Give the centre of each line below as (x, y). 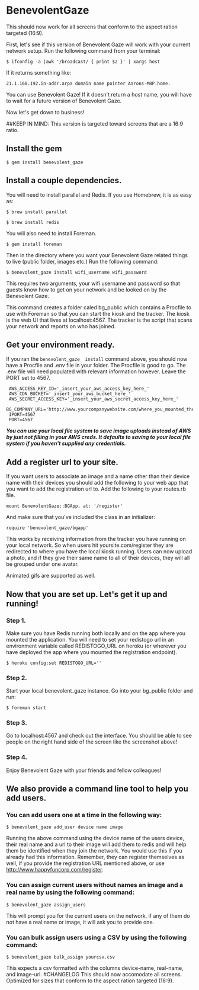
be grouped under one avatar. (42, 564)
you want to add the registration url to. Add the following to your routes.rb (96, 489)
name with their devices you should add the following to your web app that (97, 483)
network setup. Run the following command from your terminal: (84, 50)
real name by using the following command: (70, 892)
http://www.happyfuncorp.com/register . (55, 870)
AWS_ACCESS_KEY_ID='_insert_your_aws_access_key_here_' (79, 389)
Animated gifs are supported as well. (51, 576)
